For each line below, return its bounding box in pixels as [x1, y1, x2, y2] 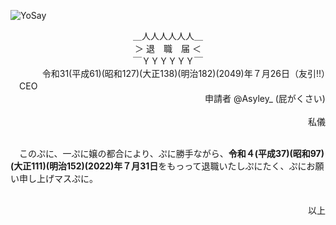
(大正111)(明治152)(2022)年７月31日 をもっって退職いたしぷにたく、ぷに [10, 160, 307, 172]
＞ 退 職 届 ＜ [134, 43, 202, 54]
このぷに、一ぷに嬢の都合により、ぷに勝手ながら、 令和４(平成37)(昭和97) [18, 148, 325, 159]
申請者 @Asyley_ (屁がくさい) [204, 93, 326, 104]
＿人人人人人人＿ [133, 30, 203, 42]
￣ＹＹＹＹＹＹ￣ [133, 55, 203, 67]
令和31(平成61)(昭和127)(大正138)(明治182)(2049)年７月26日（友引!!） [41, 68, 326, 79]
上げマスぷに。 [36, 173, 98, 184]
